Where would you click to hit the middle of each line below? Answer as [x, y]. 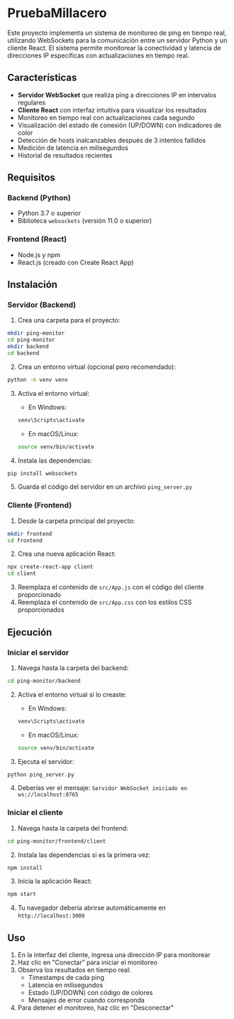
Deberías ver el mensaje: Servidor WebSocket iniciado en [102, 788]
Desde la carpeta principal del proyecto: [76, 521]
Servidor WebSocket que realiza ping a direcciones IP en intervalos [117, 95]
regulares [32, 102]
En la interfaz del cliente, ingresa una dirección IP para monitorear [114, 955]
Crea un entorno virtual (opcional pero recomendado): [96, 367]
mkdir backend [28, 347]
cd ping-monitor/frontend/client [57, 841]
